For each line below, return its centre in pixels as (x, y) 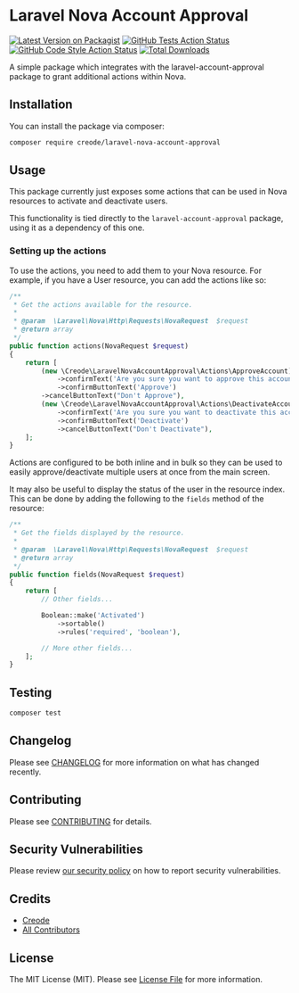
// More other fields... (87, 648)
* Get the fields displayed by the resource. (99, 533)
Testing (31, 692)
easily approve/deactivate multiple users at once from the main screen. (140, 472)
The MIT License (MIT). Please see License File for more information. (136, 980)
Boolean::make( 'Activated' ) (93, 616)
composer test (36, 713)
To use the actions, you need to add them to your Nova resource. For (136, 270)
